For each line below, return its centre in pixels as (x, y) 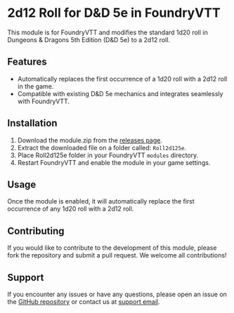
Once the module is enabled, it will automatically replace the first (101, 201)
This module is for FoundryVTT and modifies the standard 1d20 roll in (108, 32)
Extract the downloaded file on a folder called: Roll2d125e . (102, 147)
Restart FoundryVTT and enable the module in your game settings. (114, 162)
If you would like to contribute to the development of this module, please (112, 248)
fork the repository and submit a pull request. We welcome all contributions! (117, 255)
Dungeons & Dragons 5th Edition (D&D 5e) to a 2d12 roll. (89, 39)
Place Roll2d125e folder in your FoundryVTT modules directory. (108, 155)
